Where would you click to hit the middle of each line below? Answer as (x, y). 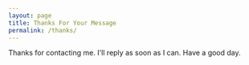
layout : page (30, 15)
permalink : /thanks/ (43, 30)
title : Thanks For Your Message (62, 23)
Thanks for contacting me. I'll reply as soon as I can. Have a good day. (124, 53)
